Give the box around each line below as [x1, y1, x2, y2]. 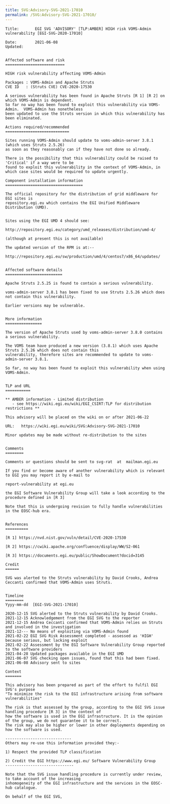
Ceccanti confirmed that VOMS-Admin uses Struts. [5, 580, 113, 585]
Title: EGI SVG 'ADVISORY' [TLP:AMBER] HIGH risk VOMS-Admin [5, 26, 152, 31]
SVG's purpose [5, 687, 36, 692]
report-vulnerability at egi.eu [5, 482, 74, 487]
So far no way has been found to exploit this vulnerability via [5, 102, 147, 107]
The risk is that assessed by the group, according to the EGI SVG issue [5, 705, 165, 710]
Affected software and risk [5, 57, 65, 63]
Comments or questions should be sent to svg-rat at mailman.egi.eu [5, 459, 158, 464]
